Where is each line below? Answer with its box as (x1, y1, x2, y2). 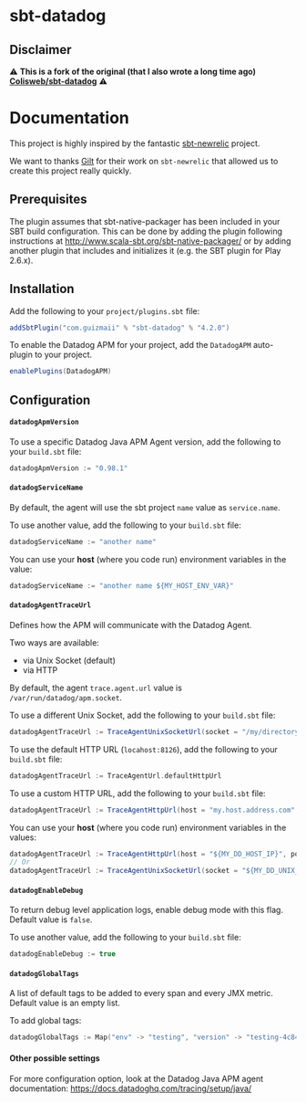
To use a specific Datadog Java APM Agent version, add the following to (9, 436, 281, 447)
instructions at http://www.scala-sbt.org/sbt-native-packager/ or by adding (9, 235, 291, 247)
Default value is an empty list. (9, 997, 121, 1009)
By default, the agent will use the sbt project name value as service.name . (9, 501, 280, 512)
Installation (9, 281, 75, 297)
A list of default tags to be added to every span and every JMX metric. (9, 988, 273, 999)
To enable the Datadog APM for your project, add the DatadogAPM (9, 340, 252, 351)
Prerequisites (9, 192, 87, 207)
